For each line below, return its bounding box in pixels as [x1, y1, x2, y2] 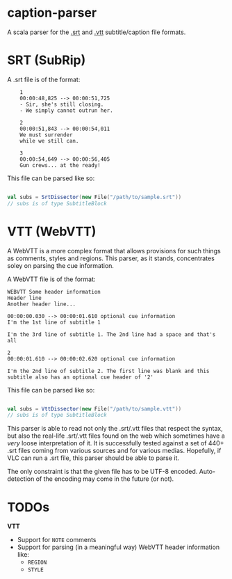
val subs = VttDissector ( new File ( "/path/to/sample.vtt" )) [7, 405, 182, 412]
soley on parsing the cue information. [7, 261, 115, 269]
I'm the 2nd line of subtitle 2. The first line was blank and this [7, 367, 210, 374]
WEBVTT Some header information [7, 288, 101, 295]
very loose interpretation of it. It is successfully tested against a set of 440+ [7, 439, 224, 447]
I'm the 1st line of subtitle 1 [7, 319, 101, 326]
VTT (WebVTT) [7, 223, 97, 239]
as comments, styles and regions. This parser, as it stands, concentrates [7, 254, 215, 262]
